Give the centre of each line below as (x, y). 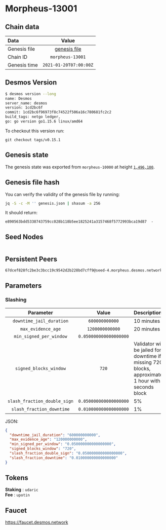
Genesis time (23, 65)
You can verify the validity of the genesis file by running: (62, 194)
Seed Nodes (24, 237)
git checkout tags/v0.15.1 (33, 140)
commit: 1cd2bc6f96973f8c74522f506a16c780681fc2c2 (58, 112)
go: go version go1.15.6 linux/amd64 (44, 121)
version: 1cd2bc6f (24, 108)
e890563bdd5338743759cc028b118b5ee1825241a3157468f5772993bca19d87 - (79, 222)
